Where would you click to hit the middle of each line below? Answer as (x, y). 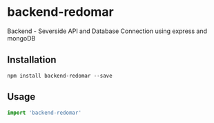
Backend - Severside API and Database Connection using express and (107, 31)
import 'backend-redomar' (44, 113)
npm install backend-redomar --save (60, 76)
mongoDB (21, 38)
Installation (32, 60)
